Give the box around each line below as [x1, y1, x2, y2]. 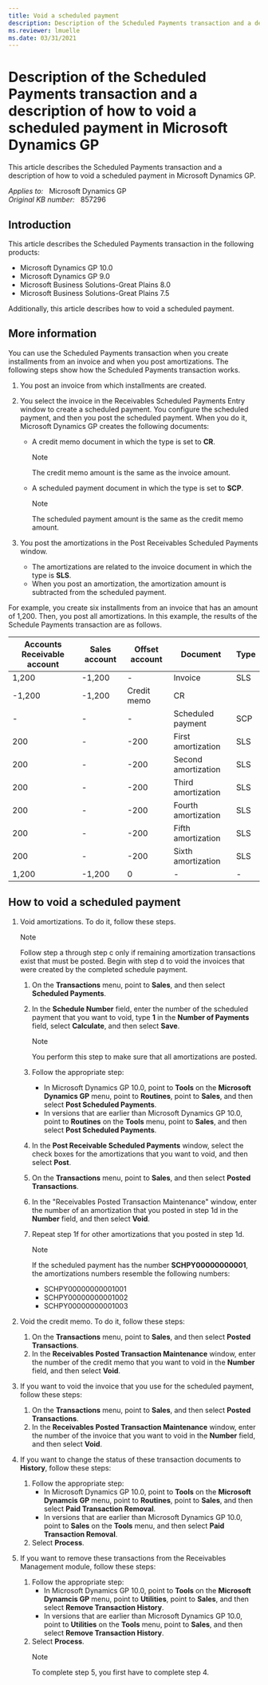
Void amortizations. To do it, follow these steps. [19, 916, 176, 926]
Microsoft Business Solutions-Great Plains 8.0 [19, 280, 171, 289]
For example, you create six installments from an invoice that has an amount [8, 603, 258, 612]
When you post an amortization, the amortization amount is [31, 579, 227, 589]
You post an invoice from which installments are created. [19, 380, 207, 390]
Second [173, 754, 203, 765]
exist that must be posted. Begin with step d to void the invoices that [19, 956, 245, 966]
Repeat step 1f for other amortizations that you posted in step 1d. [31, 1229, 245, 1238]
